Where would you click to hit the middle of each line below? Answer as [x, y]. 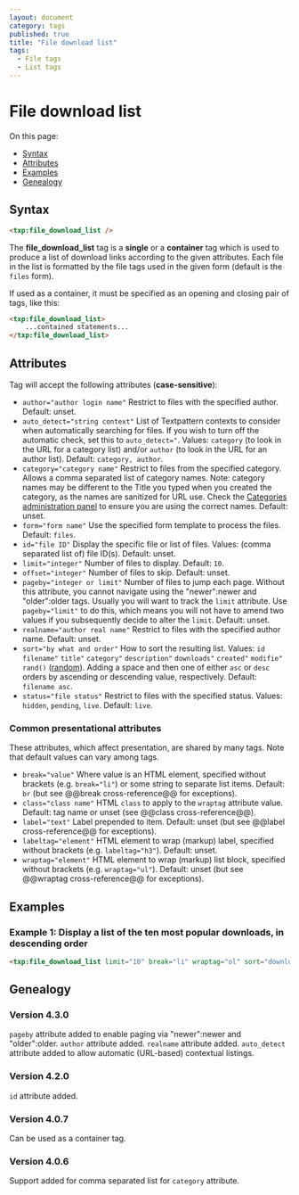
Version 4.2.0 [39, 1076]
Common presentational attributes [85, 728]
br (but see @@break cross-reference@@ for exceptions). [129, 794]
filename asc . [47, 686]
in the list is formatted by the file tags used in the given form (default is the [146, 266]
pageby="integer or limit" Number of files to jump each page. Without [153, 581]
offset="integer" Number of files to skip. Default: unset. [126, 573]
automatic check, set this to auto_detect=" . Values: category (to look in [152, 440]
